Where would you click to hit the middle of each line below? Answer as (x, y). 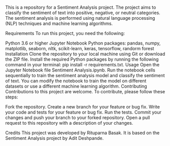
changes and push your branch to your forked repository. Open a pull (78, 118)
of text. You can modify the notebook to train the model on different (76, 81)
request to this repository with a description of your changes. (69, 123)
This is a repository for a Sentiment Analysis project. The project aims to (81, 7)
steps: (12, 97)
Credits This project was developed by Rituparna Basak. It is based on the (82, 133)
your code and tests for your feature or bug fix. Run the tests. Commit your (83, 112)
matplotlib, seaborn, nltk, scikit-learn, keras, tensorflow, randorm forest (80, 48)
